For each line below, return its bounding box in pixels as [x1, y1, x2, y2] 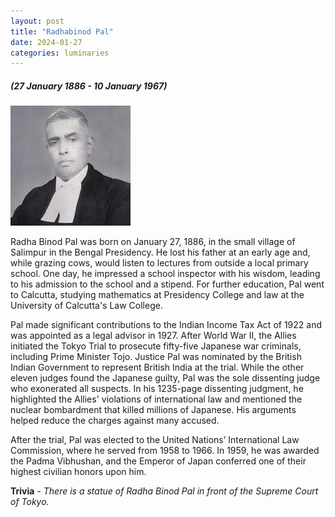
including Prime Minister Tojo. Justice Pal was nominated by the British [10, 351, 302, 363]
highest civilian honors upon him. [10, 466, 147, 478]
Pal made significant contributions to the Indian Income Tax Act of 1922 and [10, 319, 322, 331]
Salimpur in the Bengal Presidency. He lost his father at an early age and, [10, 246, 311, 259]
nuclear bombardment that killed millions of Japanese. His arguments [10, 404, 297, 416]
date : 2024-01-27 [10, 37, 83, 47]
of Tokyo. [10, 496, 50, 508]
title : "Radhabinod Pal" [10, 26, 114, 37]
